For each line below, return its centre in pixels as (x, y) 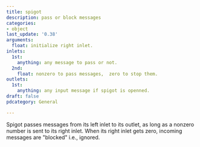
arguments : (20, 40)
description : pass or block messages (54, 18)
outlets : (17, 79)
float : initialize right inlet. (53, 46)
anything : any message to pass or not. (67, 62)
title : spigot (24, 12)
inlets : (16, 51)
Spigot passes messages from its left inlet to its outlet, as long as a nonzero (100, 124)
